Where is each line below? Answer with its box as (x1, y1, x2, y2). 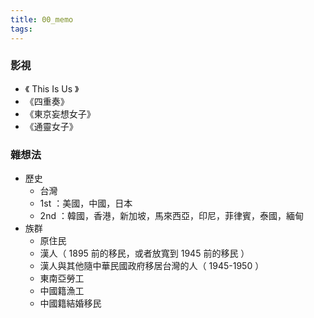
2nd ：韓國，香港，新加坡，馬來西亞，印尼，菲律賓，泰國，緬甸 (39, 210, 304, 222)
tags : (10, 24, 33, 34)
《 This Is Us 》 (24, 82, 80, 95)
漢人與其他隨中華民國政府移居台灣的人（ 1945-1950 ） (39, 260, 265, 272)
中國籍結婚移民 (39, 297, 102, 310)
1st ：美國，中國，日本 (39, 197, 133, 210)
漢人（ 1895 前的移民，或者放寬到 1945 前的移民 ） (39, 247, 250, 260)
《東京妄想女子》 (24, 107, 96, 120)
